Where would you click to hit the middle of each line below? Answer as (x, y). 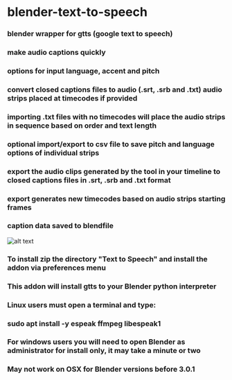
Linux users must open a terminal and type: (82, 304)
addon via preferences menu (56, 268)
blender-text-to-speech (77, 12)
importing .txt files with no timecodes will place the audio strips (116, 116)
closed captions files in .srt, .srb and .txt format (89, 180)
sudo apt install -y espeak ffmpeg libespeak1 (84, 323)
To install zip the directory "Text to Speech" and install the (107, 259)
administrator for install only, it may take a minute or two (104, 351)
